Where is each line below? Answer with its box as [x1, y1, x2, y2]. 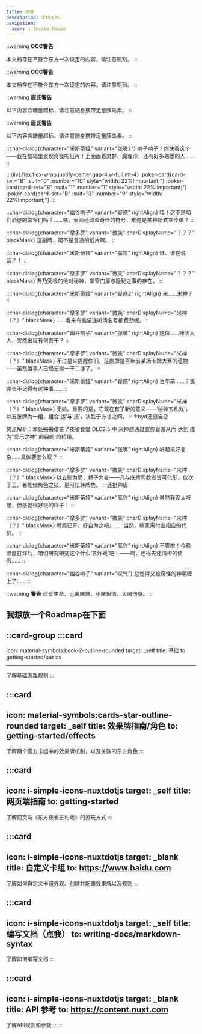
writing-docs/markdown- [83, 929, 181, 939]
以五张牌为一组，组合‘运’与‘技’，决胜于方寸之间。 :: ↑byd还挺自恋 [6, 413, 168, 420]
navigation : [6, 20, 36, 26]
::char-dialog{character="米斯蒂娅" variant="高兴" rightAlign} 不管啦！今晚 [6, 542, 191, 549]
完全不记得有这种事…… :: [6, 385, 68, 393]
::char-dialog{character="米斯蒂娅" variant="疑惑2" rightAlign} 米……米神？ [6, 290, 194, 298]
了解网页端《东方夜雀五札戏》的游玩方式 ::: [6, 813, 113, 821]
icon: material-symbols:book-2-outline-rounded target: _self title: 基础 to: [6, 647, 188, 654]
